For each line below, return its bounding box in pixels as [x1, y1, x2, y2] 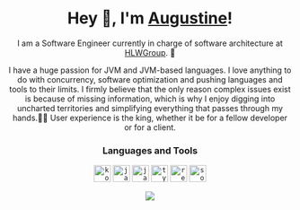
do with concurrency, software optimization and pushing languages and [16, 74, 284, 84]
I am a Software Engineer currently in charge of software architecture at [16, 38, 284, 48]
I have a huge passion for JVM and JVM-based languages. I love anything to [8, 65, 292, 75]
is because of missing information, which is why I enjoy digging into [24, 93, 276, 104]
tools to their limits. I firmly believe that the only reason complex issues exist [9, 83, 291, 94]
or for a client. [124, 121, 176, 133]
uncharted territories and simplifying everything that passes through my [16, 102, 284, 113]
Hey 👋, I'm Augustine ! [66, 8, 234, 29]
